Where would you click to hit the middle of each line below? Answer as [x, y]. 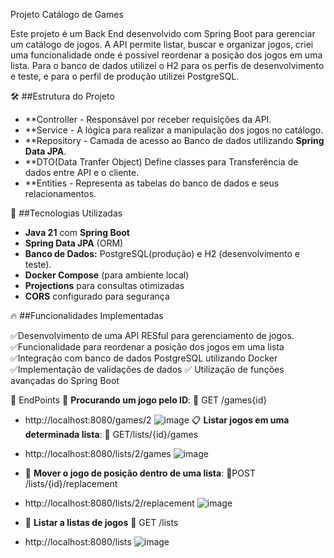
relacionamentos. [60, 193]
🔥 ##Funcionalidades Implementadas [87, 315]
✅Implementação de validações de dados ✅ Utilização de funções [147, 369]
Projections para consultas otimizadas [104, 285]
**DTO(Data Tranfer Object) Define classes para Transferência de [161, 162]
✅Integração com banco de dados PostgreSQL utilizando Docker [144, 358]
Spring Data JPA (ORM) [74, 243]
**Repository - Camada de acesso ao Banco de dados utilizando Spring [174, 140]
